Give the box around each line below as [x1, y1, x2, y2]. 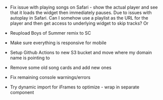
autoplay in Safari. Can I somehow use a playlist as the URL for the [10, 15, 148, 21]
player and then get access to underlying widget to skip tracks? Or [10, 20, 149, 26]
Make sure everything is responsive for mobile [10, 40, 107, 46]
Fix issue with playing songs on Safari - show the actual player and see [10, 5, 158, 10]
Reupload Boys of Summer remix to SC [10, 30, 91, 36]
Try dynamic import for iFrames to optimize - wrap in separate [10, 84, 140, 90]
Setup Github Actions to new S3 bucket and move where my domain [10, 50, 152, 55]
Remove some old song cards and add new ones [10, 65, 112, 70]
